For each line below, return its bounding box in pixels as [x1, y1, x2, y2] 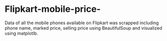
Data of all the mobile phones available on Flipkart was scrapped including [5, 20, 159, 26]
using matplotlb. [5, 30, 38, 36]
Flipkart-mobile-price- [5, 3, 101, 15]
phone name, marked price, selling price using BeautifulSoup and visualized [5, 25, 162, 31]
